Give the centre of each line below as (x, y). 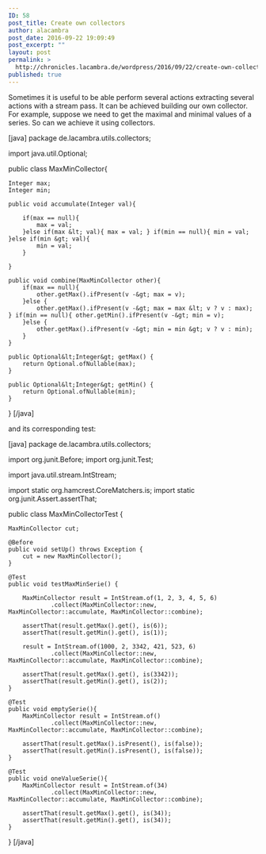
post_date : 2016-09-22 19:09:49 (61, 38)
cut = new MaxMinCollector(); (72, 556)
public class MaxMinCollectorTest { (66, 514)
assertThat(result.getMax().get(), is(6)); (95, 625)
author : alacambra (38, 30)
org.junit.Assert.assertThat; (53, 498)
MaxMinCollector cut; (44, 529)
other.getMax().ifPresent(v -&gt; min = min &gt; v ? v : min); (145, 329)
